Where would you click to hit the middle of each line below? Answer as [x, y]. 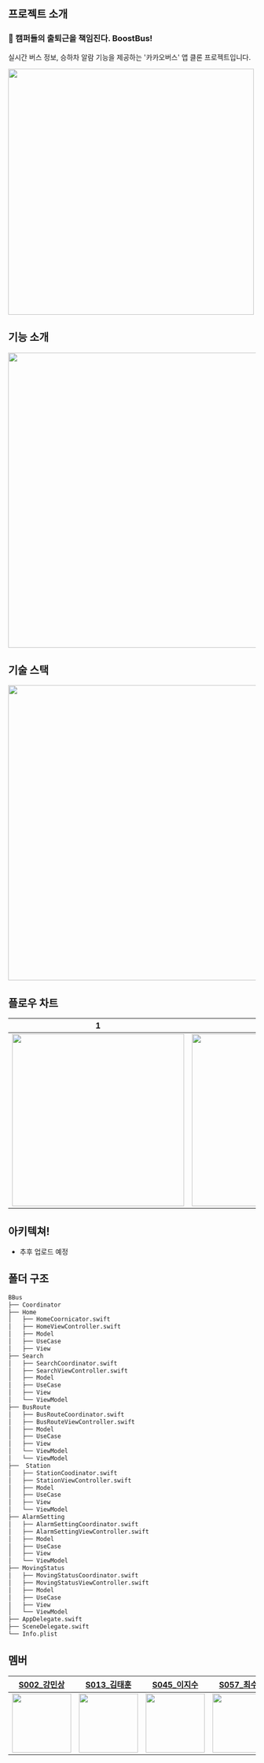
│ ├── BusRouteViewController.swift [71, 1422]
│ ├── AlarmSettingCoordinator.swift [73, 1524]
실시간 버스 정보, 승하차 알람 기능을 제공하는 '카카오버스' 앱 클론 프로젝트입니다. [130, 57]
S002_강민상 [42, 1684]
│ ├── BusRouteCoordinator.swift [66, 1414]
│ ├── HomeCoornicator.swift [59, 1319]
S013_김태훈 [108, 1684]
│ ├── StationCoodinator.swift [63, 1473]
